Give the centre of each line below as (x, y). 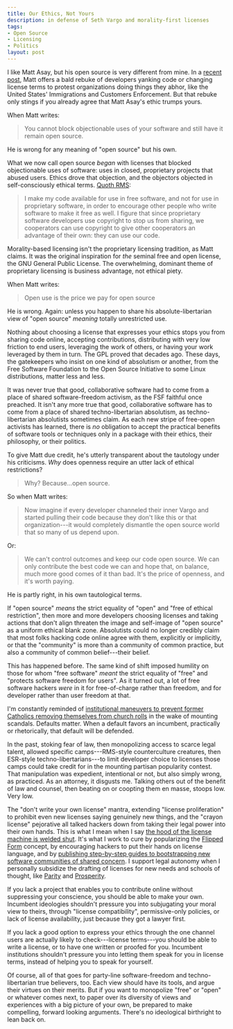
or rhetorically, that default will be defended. (70, 730)
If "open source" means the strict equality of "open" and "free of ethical (110, 608)
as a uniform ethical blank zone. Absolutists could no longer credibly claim (113, 630)
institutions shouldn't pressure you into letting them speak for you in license (115, 954)
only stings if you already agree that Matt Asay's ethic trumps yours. (105, 101)
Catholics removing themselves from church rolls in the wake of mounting (113, 716)
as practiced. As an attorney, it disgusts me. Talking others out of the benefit (116, 781)
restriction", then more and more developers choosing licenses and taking (113, 615)
